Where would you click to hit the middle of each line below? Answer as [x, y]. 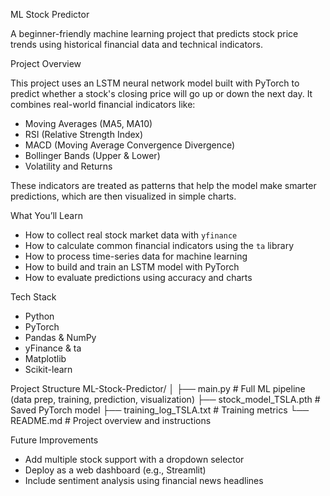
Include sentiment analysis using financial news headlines [144, 480]
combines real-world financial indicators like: [103, 104]
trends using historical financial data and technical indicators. [136, 44]
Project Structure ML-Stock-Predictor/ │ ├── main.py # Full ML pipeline [158, 388]
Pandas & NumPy [60, 337]
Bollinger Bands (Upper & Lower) [92, 155]
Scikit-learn [48, 369]
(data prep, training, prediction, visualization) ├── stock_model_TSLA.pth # [165, 399]
